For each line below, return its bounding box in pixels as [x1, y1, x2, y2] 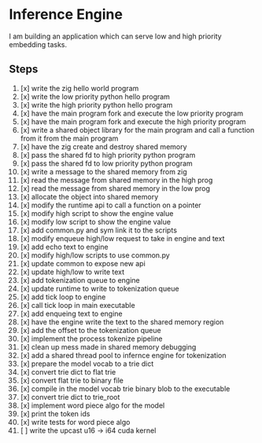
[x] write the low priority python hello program [20, 92, 170, 101]
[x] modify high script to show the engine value [20, 208, 174, 218]
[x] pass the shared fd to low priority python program [20, 159, 194, 168]
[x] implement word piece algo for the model [20, 401, 165, 410]
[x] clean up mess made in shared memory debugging [20, 342, 197, 351]
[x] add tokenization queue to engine [20, 275, 140, 284]
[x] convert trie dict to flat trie [20, 367, 116, 376]
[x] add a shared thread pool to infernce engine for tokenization [20, 350, 227, 360]
